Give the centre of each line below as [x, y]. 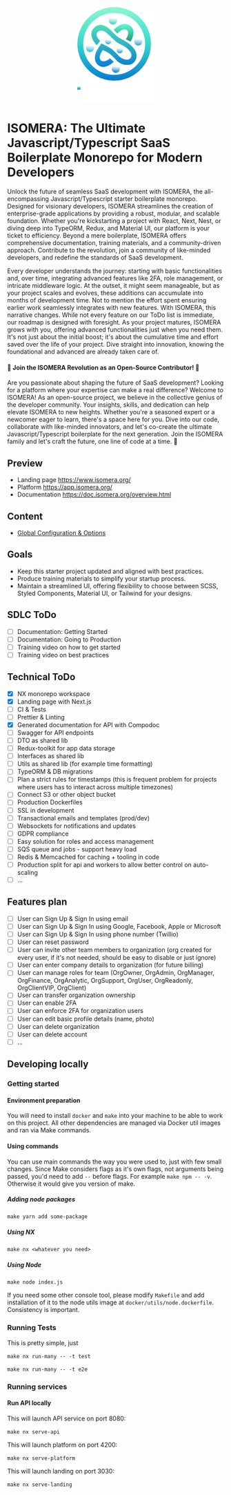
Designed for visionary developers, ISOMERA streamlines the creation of [110, 206]
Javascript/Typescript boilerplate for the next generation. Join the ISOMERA [115, 434]
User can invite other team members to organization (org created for [114, 950]
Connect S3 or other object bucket [66, 795]
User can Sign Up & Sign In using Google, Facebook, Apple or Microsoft [119, 926]
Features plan [37, 902]
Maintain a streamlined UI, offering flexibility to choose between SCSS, [118, 586]
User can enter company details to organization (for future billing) [110, 965]
